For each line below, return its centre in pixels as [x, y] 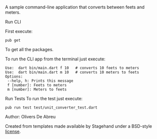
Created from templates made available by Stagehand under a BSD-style [78, 126]
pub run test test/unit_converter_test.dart [51, 108]
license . [13, 131]
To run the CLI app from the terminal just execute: [55, 59]
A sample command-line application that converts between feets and [75, 7]
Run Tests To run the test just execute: [44, 98]
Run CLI [13, 22]
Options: [14, 77]
